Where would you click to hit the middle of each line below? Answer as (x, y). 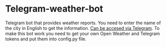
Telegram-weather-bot (54, 9)
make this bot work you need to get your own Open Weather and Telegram (82, 33)
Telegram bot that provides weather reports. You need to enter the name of (83, 23)
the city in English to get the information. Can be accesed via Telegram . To (82, 28)
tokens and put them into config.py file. (46, 39)
